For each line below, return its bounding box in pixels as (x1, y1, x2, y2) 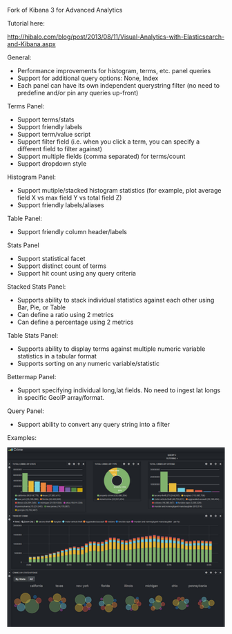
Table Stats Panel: (7, 332, 59, 339)
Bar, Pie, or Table (17, 303, 66, 311)
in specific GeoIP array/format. (17, 394, 105, 401)
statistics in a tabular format (17, 352, 97, 360)
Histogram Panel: (7, 173, 57, 181)
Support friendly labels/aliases (17, 201, 105, 209)
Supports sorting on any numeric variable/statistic (17, 359, 160, 367)
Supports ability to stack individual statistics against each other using (17, 296, 215, 304)
